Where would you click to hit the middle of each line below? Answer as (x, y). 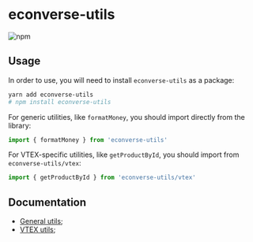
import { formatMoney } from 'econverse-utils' (88, 140)
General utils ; (41, 222)
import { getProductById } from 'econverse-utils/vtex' (102, 178)
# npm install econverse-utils (60, 102)
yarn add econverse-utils (51, 95)
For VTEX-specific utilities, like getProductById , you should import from (124, 155)
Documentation (47, 202)
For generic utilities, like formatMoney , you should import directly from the (126, 117)
